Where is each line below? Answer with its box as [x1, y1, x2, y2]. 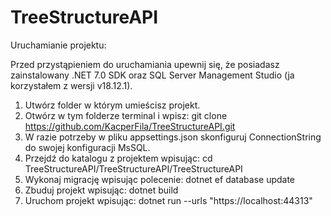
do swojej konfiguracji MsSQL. [24, 141, 151, 153]
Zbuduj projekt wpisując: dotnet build [24, 184, 179, 196]
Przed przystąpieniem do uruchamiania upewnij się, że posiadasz [10, 58, 280, 70]
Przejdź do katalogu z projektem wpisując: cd [24, 152, 213, 164]
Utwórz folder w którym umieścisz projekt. [24, 99, 201, 111]
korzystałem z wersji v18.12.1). [10, 79, 133, 91]
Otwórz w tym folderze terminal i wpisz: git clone [24, 109, 228, 121]
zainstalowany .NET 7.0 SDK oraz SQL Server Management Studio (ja [10, 69, 295, 81]
